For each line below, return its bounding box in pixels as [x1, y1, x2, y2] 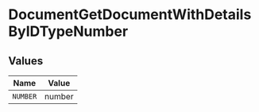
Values [8, 54, 44, 68]
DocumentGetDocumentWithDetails [8, 6, 252, 24]
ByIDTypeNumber [8, 22, 129, 41]
